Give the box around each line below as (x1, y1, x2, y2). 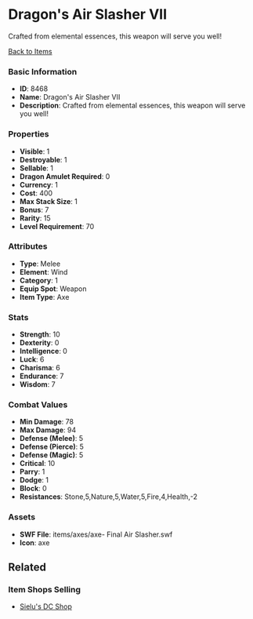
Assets (8, 512, 36, 523)
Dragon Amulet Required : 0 (19, 171, 110, 181)
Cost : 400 (19, 188, 53, 198)
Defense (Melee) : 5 (19, 434, 84, 443)
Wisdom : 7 (19, 380, 56, 389)
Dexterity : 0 (19, 338, 60, 348)
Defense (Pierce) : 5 (19, 442, 85, 452)
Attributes (8, 241, 48, 252)
